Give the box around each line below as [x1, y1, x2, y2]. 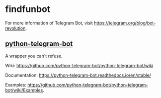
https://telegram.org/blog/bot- [93, 20, 156, 26]
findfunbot [5, 3, 51, 15]
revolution [5, 25, 26, 31]
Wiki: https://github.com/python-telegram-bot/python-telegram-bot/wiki [5, 62, 154, 68]
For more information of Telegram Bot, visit [5, 20, 93, 26]
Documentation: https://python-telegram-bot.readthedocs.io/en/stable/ [5, 72, 152, 78]
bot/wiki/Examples [5, 87, 43, 93]
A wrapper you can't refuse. [5, 53, 63, 59]
